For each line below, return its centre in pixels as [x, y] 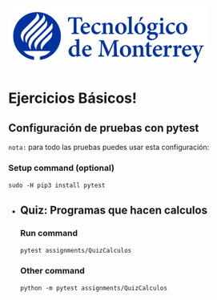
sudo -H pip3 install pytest [57, 186]
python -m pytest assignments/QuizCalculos [94, 288]
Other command [52, 270]
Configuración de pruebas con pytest [104, 128]
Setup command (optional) [61, 168]
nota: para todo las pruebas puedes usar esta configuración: [109, 147]
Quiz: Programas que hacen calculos [114, 210]
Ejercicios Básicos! [73, 98]
